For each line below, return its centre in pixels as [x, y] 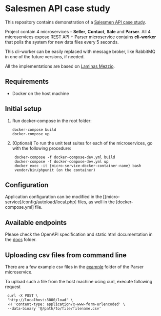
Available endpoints [36, 223]
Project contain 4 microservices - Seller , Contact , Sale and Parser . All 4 [78, 31]
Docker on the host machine [40, 93]
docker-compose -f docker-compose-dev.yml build [65, 157]
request [13, 287]
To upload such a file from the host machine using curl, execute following [79, 281]
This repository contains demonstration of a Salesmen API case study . [76, 22]
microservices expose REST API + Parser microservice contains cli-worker [80, 37]
